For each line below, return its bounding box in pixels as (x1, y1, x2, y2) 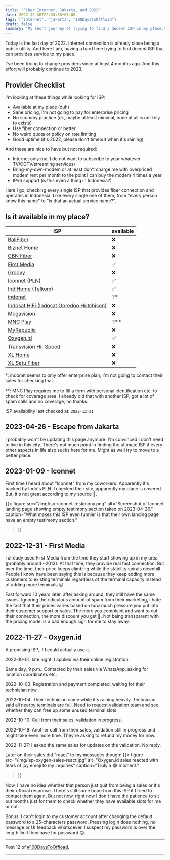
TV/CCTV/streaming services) (12, 161, 75, 167)
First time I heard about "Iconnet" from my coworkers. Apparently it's (5, 480, 149, 486)
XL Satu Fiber (8, 359, 40, 366)
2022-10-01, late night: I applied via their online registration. (5, 656, 130, 662)
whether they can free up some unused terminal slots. (5, 707, 118, 713)
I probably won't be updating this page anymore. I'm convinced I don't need (5, 436, 163, 442)
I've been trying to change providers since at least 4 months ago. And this (5, 61, 160, 67)
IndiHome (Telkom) (8, 285, 54, 292)
